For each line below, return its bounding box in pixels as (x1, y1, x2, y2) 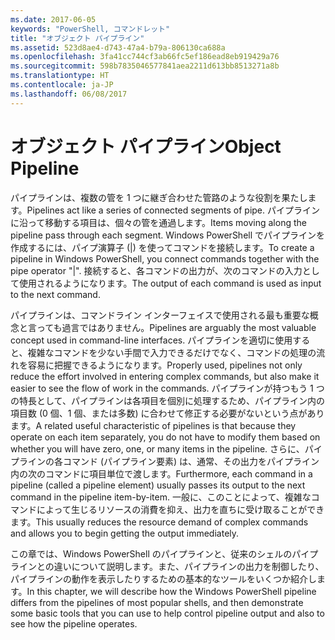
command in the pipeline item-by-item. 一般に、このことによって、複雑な (10, 491, 312, 503)
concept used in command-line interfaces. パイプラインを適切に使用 (10, 334, 293, 346)
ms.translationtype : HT (10, 71, 110, 81)
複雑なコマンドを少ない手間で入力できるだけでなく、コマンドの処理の (27, 346, 317, 358)
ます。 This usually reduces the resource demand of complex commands (10, 516, 309, 528)
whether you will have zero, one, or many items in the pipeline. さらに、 (10, 442, 305, 455)
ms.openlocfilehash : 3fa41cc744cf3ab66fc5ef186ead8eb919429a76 (10, 52, 280, 62)
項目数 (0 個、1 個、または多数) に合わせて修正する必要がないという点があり (10, 407, 325, 419)
